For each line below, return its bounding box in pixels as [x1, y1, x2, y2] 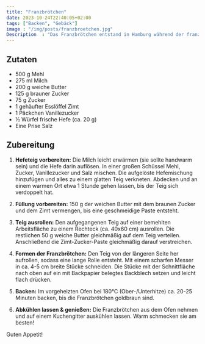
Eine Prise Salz [15, 122, 53, 129]
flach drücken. [15, 276, 52, 283]
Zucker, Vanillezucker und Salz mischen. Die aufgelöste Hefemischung [15, 169, 193, 176]
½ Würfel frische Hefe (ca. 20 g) [15, 115, 97, 123]
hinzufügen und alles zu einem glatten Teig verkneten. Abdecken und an [15, 175, 198, 183]
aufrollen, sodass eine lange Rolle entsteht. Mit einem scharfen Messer [15, 256, 194, 263]
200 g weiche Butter [15, 83, 67, 90]
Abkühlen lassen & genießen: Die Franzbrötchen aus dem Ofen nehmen [15, 306, 198, 313]
